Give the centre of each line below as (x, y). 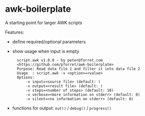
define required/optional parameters (49, 42)
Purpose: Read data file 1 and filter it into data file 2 (79, 69)
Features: (15, 32)
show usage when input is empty (46, 51)
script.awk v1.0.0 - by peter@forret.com (60, 60)
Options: (26, 77)
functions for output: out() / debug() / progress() (62, 108)
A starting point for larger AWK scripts (44, 23)
